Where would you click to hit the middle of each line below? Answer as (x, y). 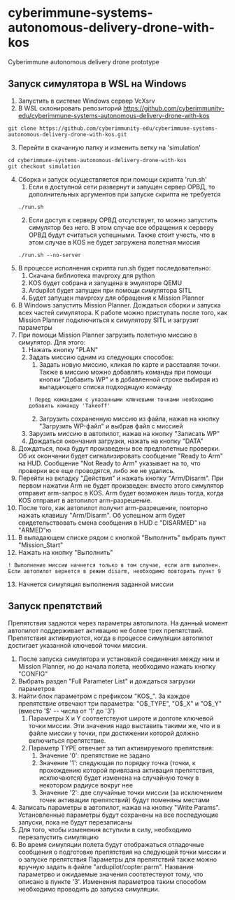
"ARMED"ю (35, 530)
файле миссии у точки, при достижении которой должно (114, 733)
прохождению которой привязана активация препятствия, (127, 770)
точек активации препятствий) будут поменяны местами (124, 800)
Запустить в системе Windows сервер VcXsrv (87, 101)
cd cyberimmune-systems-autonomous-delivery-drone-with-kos (98, 160)
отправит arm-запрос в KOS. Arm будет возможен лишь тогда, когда (121, 493)
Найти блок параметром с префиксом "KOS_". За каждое (104, 696)
